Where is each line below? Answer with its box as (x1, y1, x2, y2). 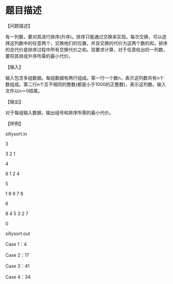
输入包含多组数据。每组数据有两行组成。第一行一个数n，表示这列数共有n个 (5, 75, 164, 81)
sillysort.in (5, 131, 27, 137)
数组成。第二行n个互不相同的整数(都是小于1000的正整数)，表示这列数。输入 (5, 81, 166, 87)
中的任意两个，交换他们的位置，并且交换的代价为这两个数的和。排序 (23, 40, 168, 46)
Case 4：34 (5, 274, 31, 280)
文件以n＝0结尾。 (5, 87, 43, 94)
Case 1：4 (5, 241, 27, 247)
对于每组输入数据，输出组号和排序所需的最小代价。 (5, 109, 114, 116)
